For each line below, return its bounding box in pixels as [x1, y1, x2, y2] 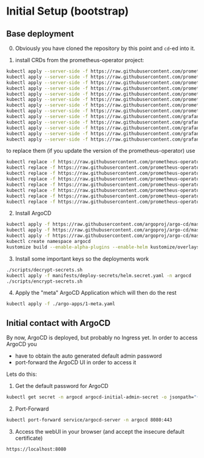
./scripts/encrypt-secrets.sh [6, 278, 83, 284]
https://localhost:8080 [6, 446, 67, 452]
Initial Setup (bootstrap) [6, 4, 129, 18]
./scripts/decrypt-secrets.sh [6, 267, 83, 273]
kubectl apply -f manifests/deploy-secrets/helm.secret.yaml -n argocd [6, 272, 191, 278]
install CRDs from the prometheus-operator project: [15, 57, 144, 63]
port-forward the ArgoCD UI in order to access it [15, 359, 137, 366]
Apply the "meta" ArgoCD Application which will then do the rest [15, 289, 177, 297]
